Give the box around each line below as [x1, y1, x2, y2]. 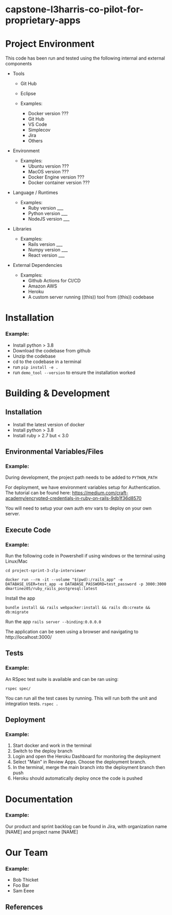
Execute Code [5, 526, 51, 534]
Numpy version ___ [28, 247, 68, 253]
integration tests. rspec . [5, 701, 59, 707]
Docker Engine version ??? [28, 174, 85, 181]
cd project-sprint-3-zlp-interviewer [5, 568, 86, 573]
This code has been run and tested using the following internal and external [5, 55, 165, 61]
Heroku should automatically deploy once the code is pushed [12, 775, 143, 781]
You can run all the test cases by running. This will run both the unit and [5, 695, 157, 701]
